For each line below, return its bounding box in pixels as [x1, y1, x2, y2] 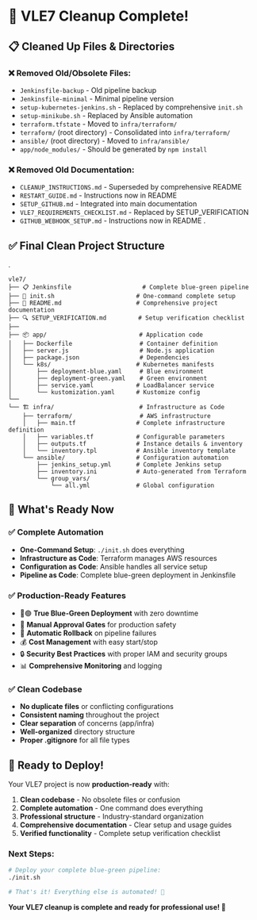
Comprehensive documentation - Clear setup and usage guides [19, 820, 232, 830]
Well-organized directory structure [19, 727, 136, 737]
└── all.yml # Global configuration [50, 481, 215, 489]
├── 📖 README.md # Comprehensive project [8, 299, 218, 307]
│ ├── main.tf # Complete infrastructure [22, 419, 225, 427]
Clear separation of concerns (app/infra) [19, 719, 155, 728]
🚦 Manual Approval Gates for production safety [19, 619, 177, 629]
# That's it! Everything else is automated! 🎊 [8, 888, 165, 896]
